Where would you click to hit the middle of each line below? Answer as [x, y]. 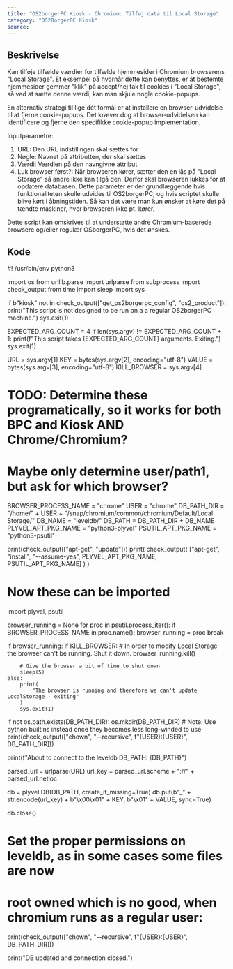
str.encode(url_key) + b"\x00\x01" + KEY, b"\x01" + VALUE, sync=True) [110, 799]
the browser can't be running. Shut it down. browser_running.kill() [102, 653]
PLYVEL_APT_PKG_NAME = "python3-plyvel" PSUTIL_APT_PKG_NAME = [112, 528]
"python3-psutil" [31, 535]
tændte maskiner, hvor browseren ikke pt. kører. [86, 209]
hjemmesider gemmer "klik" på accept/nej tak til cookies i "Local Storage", [114, 87]
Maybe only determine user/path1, [109, 472]
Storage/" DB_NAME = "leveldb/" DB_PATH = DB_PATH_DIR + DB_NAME [111, 521]
